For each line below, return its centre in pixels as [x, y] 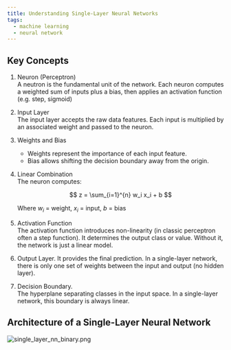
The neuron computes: [49, 182]
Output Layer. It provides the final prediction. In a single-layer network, [117, 258]
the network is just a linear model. [65, 245]
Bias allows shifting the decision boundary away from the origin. [118, 161]
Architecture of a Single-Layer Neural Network [109, 323]
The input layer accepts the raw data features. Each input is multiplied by [120, 120]
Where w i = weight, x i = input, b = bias [71, 209]
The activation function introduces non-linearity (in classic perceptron [116, 230]
